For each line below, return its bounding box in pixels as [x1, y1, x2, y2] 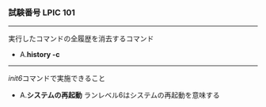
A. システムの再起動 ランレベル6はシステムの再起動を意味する [19, 90, 220, 100]
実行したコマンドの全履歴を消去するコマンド [8, 34, 154, 44]
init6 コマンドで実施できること [8, 74, 106, 83]
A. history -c [19, 50, 60, 59]
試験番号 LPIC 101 [8, 6, 75, 17]
